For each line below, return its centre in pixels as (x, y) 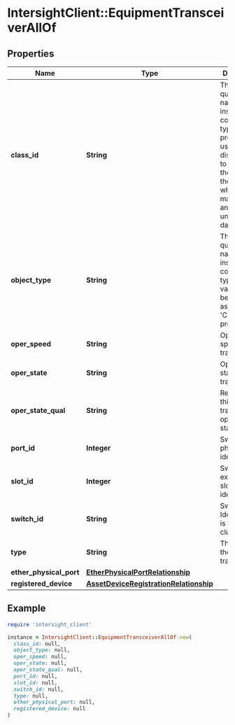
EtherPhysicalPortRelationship (138, 572)
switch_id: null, (39, 689)
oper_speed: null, (41, 657)
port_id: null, (36, 676)
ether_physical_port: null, (55, 702)
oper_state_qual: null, (48, 670)
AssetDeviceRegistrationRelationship (150, 584)
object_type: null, (42, 650)
